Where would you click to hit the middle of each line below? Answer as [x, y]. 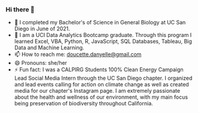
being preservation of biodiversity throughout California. [83, 103]
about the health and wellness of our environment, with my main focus [101, 97]
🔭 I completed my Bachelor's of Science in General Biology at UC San [100, 23]
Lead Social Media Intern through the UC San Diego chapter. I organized [103, 78]
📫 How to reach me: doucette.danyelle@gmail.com [78, 54]
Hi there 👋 [20, 10]
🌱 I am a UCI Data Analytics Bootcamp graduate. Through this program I [103, 35]
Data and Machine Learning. [49, 48]
